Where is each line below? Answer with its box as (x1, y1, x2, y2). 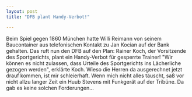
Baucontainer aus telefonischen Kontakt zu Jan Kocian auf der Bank (6, 41, 170, 48)
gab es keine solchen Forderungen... (6, 84, 95, 91)
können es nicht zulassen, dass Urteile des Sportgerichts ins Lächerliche (6, 59, 181, 67)
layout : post (6, 8, 38, 15)
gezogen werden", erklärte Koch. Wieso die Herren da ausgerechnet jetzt (6, 66, 183, 73)
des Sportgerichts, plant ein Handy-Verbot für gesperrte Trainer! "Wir (6, 53, 173, 60)
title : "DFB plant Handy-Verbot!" (6, 14, 90, 20)
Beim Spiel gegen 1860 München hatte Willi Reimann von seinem (6, 35, 162, 42)
